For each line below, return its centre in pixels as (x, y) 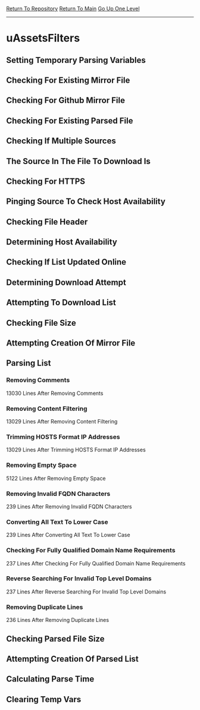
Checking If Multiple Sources (61, 141)
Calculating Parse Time (50, 679)
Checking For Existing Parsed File (70, 120)
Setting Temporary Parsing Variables (76, 60)
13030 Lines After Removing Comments (55, 393)
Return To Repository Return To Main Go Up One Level (73, 9)
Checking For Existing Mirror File (68, 80)
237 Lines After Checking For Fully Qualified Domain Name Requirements (96, 563)
